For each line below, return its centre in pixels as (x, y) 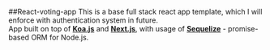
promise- (243, 29)
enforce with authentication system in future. (83, 20)
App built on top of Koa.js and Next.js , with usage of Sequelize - (118, 29)
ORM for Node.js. (60, 37)
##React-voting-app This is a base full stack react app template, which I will (135, 12)
